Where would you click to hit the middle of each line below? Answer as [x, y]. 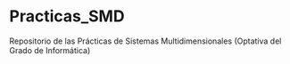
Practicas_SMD [67, 16]
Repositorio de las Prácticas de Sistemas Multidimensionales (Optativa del [145, 41]
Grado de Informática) [50, 50]
